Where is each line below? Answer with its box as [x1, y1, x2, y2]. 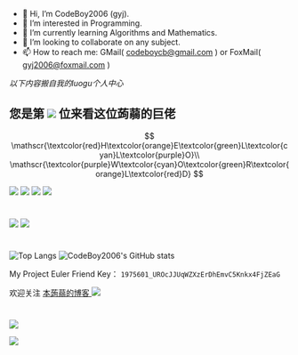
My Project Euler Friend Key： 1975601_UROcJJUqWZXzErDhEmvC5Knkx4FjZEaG [9, 269, 280, 279]
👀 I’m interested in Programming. [21, 18, 142, 28]
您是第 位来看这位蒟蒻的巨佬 [9, 107, 176, 122]
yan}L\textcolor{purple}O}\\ [99, 149, 200, 160]
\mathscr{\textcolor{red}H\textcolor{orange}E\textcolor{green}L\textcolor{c [11, 140, 288, 150]
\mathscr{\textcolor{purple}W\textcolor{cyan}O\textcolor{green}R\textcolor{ [9, 158, 290, 169]
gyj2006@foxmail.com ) [21, 60, 111, 70]
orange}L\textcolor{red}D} [95, 168, 192, 179]
